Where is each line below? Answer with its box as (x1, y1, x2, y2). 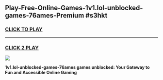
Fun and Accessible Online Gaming (5, 69, 77, 75)
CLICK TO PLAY (5, 26, 43, 33)
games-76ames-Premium (5, 12, 84, 20)
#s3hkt (85, 12, 108, 20)
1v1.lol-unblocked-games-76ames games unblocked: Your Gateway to (5, 64, 150, 70)
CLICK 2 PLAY (5, 44, 39, 51)
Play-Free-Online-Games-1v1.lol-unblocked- (5, 4, 143, 12)
